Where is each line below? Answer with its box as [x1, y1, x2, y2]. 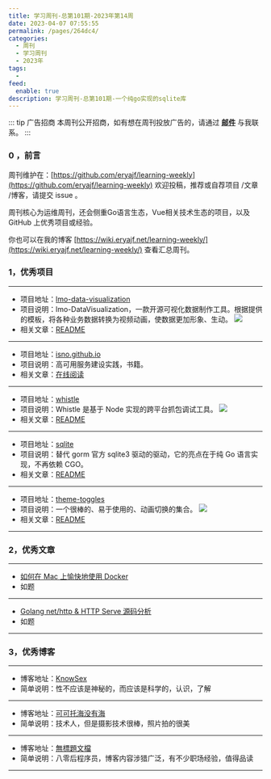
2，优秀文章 [8, 544, 56, 555]
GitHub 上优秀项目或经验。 [8, 217, 98, 227]
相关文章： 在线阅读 [19, 369, 85, 379]
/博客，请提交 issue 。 [8, 190, 82, 200]
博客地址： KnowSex [19, 674, 87, 684]
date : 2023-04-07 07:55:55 [8, 19, 99, 27]
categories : [8, 34, 48, 43]
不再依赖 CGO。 [34, 459, 89, 469]
